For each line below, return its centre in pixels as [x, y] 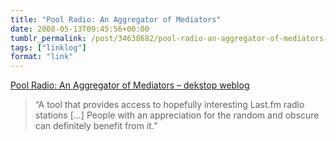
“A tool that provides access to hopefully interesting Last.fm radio [169, 105]
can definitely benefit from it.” [96, 126]
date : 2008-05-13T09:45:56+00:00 [80, 29]
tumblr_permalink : [48, 38]
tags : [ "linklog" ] [48, 47]
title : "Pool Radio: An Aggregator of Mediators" [116, 19]
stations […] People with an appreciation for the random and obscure [177, 115]
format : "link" [42, 57]
